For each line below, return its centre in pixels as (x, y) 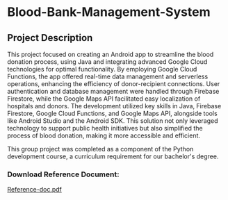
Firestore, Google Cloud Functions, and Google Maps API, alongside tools (112, 113)
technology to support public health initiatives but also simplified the (105, 128)
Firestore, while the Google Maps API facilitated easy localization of (104, 99)
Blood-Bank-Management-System (109, 12)
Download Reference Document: (63, 174)
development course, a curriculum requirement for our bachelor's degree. (113, 156)
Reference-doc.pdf (35, 190)
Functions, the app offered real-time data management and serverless (108, 76)
